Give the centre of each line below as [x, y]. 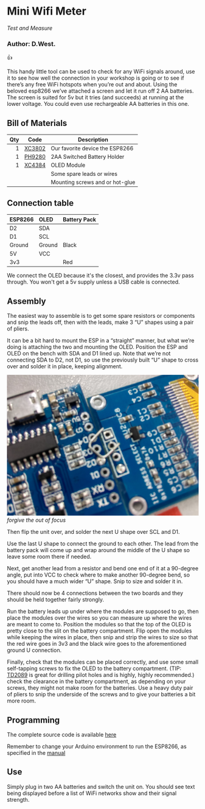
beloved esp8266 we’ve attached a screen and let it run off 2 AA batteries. [100, 91]
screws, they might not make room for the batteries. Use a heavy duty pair [100, 688]
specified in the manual [36, 752]
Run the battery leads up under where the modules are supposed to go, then [103, 611]
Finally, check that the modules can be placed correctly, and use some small [103, 662]
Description [93, 139]
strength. [18, 799]
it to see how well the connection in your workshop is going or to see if [96, 78]
